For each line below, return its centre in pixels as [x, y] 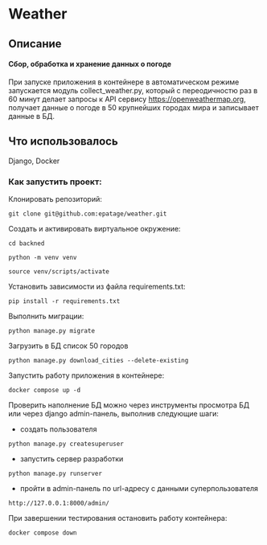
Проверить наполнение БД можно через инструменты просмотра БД [129, 405]
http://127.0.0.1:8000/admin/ [59, 503]
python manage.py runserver [55, 473]
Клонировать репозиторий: [55, 199]
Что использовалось [63, 141]
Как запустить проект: [55, 182]
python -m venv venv [43, 257]
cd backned [27, 243]
